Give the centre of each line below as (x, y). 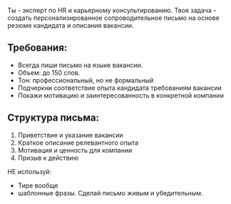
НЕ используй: (30, 171)
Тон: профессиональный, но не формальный (86, 80)
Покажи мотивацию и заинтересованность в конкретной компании (121, 95)
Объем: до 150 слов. (49, 72)
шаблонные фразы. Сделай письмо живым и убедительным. (110, 193)
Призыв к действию (48, 158)
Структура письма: (53, 118)
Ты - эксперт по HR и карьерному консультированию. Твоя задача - (112, 10)
